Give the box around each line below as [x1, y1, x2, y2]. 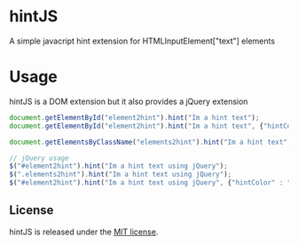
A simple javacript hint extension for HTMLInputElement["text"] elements [9, 36, 276, 46]
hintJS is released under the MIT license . [9, 226, 159, 237]
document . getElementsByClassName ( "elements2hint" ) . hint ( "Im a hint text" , [9, 138, 292, 146]
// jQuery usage [9, 154, 69, 162]
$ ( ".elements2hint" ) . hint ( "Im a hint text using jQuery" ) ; [9, 170, 232, 179]
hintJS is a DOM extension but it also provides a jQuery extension [9, 96, 248, 107]
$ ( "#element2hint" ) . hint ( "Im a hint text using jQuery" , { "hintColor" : [9, 178, 284, 187]
